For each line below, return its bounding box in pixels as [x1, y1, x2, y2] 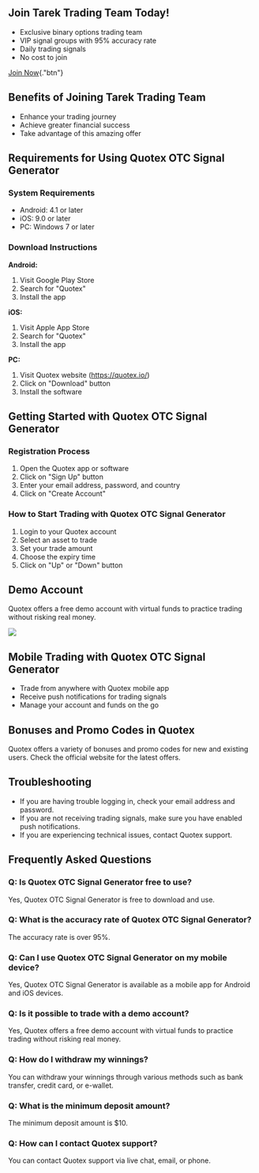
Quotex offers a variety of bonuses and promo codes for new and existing [8, 745, 249, 754]
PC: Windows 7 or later [19, 222, 95, 232]
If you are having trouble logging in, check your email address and [19, 796, 235, 805]
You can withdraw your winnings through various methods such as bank [8, 1072, 243, 1081]
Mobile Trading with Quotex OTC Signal [8, 650, 206, 663]
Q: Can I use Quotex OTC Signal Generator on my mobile [8, 952, 227, 963]
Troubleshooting [8, 775, 92, 789]
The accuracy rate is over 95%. [8, 932, 111, 941]
